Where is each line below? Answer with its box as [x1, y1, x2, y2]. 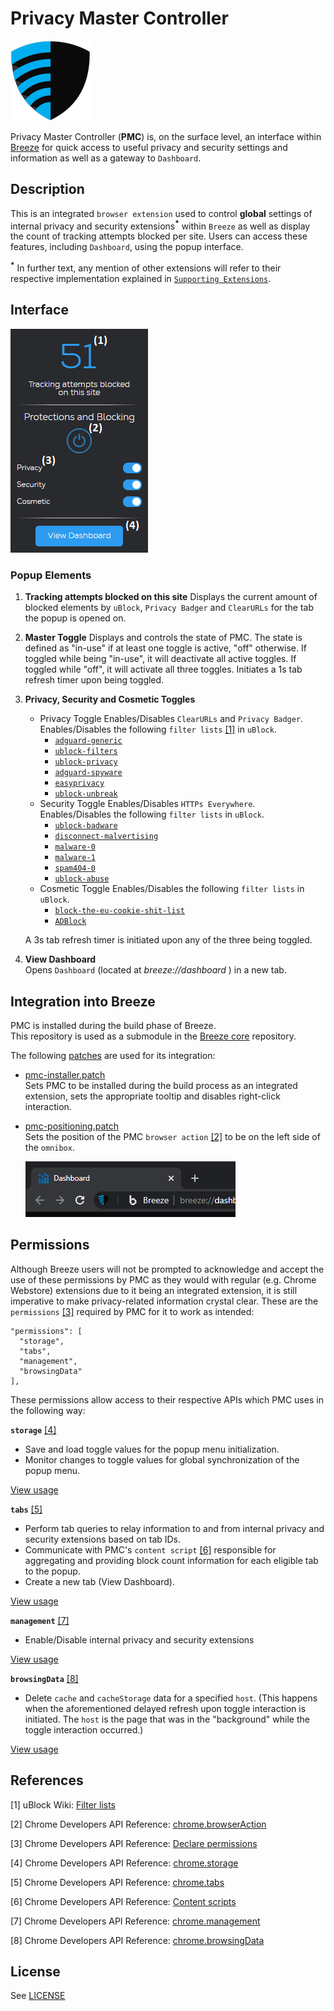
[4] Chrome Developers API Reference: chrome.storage [10, 1857, 239, 1869]
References [10, 1772, 84, 1789]
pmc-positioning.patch [24, 1120, 120, 1132]
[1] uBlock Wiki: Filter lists [10, 1798, 117, 1811]
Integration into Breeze [10, 993, 156, 1010]
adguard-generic [54, 736, 123, 746]
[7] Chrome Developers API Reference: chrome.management [10, 1915, 261, 1927]
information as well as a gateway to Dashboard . [10, 152, 202, 164]
